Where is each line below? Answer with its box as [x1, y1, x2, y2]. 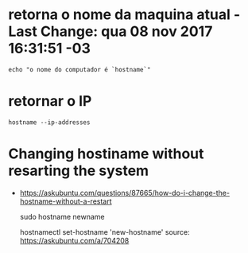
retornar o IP [8, 92, 92, 111]
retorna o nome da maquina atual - [8, 6, 241, 24]
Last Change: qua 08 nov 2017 [8, 22, 213, 41]
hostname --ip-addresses [8, 118, 91, 127]
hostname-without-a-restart [19, 197, 113, 206]
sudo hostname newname [19, 212, 105, 221]
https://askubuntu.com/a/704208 [19, 235, 130, 245]
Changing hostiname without [8, 145, 204, 163]
